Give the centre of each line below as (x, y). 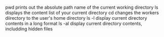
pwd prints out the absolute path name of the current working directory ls (82, 7)
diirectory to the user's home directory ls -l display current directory (76, 18)
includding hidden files (29, 29)
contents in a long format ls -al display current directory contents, (74, 23)
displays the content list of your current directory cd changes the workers (82, 13)
